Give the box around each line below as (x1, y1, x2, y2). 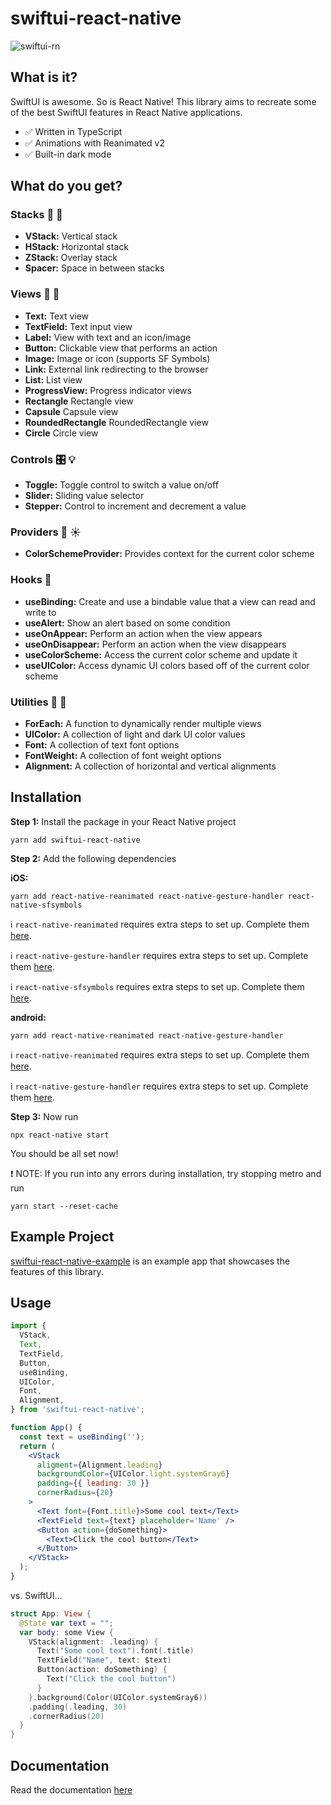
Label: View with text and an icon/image (24, 331, 192, 343)
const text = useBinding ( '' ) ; (19, 1432, 145, 1442)
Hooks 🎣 (10, 573, 52, 587)
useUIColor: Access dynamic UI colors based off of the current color (24, 659, 310, 671)
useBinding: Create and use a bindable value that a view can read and (24, 595, 316, 607)
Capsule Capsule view (24, 405, 119, 417)
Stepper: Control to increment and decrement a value (24, 500, 247, 512)
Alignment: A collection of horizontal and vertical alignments (24, 760, 277, 772)
